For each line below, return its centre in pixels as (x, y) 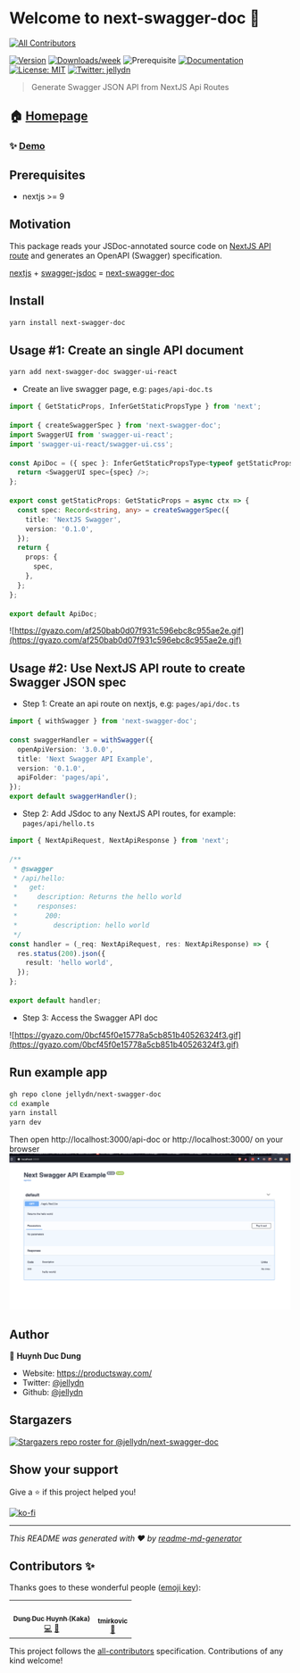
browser (25, 1149)
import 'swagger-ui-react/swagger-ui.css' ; (92, 444)
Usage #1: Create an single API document (126, 350)
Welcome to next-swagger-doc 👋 (135, 18)
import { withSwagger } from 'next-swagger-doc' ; (104, 721)
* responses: (45, 907)
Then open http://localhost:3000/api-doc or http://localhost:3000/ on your (146, 1140)
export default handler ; (55, 1000)
